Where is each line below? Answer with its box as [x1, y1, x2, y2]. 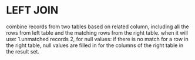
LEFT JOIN [6, 4, 59, 17]
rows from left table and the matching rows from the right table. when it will [6, 29, 188, 36]
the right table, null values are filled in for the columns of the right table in [6, 42, 184, 49]
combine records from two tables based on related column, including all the [6, 23, 189, 30]
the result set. [6, 48, 40, 55]
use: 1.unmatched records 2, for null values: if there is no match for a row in [6, 35, 189, 42]
